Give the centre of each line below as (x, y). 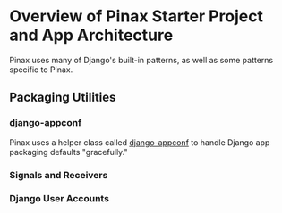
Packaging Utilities (63, 98)
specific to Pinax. (41, 70)
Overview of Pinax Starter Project (137, 16)
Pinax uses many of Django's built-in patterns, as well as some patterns (141, 60)
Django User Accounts (60, 199)
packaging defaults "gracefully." (68, 152)
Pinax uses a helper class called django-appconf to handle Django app (140, 142)
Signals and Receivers (59, 175)
